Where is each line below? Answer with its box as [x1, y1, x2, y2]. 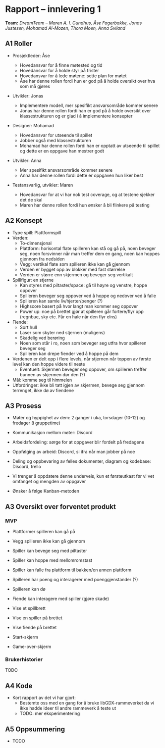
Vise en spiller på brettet [12, 615, 63, 621]
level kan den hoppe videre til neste [12, 361, 85, 367]
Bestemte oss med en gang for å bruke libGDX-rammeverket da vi [19, 700, 155, 706]
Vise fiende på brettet [12, 625, 57, 631]
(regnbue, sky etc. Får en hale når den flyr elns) [19, 313, 117, 320]
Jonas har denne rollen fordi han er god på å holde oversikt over [19, 107, 151, 113]
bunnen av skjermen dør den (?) [19, 371, 86, 377]
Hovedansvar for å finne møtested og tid [19, 62, 103, 68]
